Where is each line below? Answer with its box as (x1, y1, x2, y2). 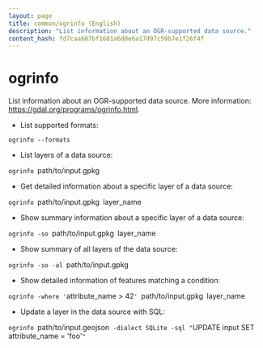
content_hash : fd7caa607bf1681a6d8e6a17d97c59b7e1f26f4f (8, 34, 205, 43)
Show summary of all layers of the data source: (19, 244, 178, 254)
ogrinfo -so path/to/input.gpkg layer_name (8, 228, 156, 239)
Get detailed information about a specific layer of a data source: (19, 181, 233, 191)
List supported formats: (19, 121, 99, 130)
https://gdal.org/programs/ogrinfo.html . (8, 104, 140, 114)
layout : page (8, 11, 53, 20)
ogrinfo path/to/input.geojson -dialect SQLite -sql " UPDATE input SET (8, 323, 255, 333)
